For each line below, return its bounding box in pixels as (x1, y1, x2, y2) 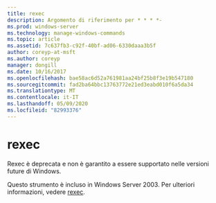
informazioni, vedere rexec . (7, 188, 85, 196)
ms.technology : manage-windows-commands (7, 29, 126, 37)
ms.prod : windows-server (7, 23, 79, 30)
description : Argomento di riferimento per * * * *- (7, 17, 163, 24)
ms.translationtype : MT (7, 87, 76, 94)
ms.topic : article (7, 36, 60, 43)
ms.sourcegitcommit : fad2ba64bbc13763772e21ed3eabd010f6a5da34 (7, 81, 194, 88)
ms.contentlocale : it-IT (7, 94, 79, 101)
